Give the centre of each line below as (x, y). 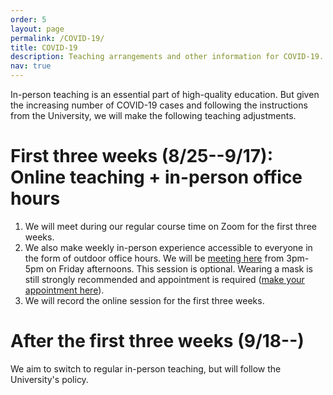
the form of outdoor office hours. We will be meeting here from (154, 258)
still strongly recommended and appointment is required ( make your (164, 279)
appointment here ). (64, 290)
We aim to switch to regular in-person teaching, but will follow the (146, 368)
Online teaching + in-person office (156, 177)
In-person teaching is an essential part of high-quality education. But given (165, 94)
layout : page (37, 29)
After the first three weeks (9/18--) (157, 341)
